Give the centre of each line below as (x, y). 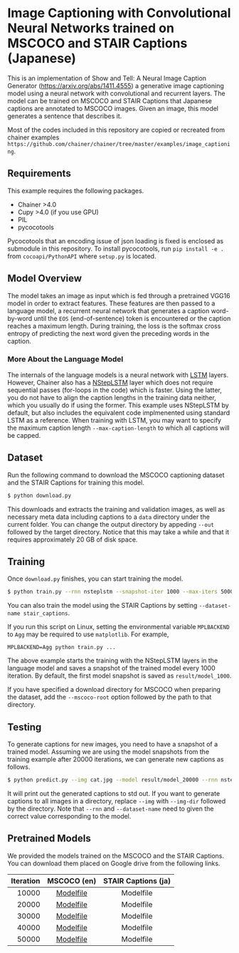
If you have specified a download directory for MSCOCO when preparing (114, 690)
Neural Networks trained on (91, 28)
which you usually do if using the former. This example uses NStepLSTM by (118, 405)
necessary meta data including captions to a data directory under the (108, 517)
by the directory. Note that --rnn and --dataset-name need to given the (111, 809)
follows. (19, 767)
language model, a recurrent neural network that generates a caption (108, 310)
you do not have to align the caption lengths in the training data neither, (112, 397)
